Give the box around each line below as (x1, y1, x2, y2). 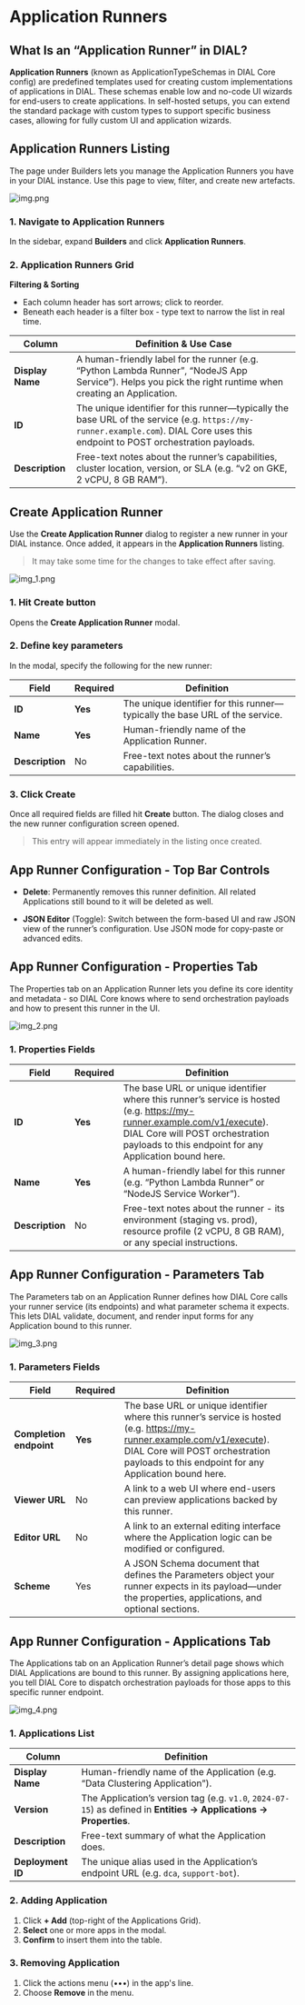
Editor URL (14, 1531, 61, 1544)
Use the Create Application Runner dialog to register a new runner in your (9, 529, 289, 540)
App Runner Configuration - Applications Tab (9, 1633, 271, 1649)
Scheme (14, 1580, 51, 1592)
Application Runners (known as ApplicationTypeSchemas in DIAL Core (9, 66, 276, 77)
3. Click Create (9, 788, 76, 801)
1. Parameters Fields (9, 1361, 101, 1373)
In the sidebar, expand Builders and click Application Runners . (9, 236, 247, 247)
